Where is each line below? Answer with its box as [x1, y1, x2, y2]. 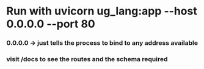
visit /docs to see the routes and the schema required [6, 55, 168, 64]
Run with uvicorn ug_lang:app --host [6, 4, 197, 18]
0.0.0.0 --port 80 [6, 17, 96, 31]
